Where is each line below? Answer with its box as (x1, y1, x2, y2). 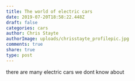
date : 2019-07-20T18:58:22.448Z (6, 14, 85, 20)
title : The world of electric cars (6, 8, 93, 15)
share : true (6, 47, 35, 53)
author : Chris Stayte (6, 31, 59, 36)
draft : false (6, 19, 38, 25)
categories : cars (6, 25, 49, 31)
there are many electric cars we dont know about (6, 68, 124, 75)
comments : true (6, 42, 43, 48)
